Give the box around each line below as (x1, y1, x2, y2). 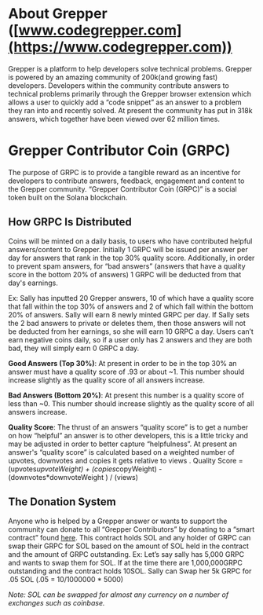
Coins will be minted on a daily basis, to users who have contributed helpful (8, 236, 253, 246)
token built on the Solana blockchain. (8, 192, 128, 202)
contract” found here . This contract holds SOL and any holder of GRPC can (8, 533, 251, 542)
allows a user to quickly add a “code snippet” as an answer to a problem (8, 97, 242, 107)
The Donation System (8, 496, 116, 509)
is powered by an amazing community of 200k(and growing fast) (8, 72, 218, 82)
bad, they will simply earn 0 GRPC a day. (8, 343, 140, 353)
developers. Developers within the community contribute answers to (8, 80, 229, 90)
